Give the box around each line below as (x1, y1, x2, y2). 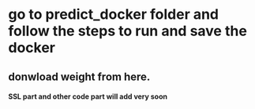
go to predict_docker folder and (8, 5, 219, 24)
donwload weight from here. (8, 70, 151, 83)
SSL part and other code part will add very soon (8, 92, 168, 101)
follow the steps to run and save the (8, 22, 247, 40)
